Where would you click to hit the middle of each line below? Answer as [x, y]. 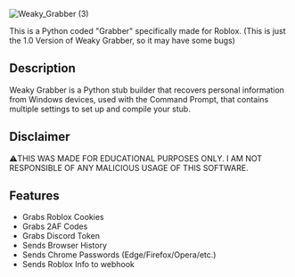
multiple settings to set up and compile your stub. [100, 109]
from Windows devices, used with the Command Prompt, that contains [139, 99]
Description [42, 68]
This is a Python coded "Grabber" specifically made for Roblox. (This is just [148, 31]
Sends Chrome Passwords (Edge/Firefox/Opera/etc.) [119, 255]
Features [34, 196]
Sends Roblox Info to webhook [78, 265]
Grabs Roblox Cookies [63, 217]
